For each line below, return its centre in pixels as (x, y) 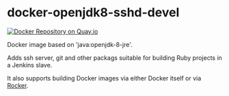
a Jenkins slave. (30, 65)
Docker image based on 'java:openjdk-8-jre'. (70, 44)
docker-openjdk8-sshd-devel (93, 13)
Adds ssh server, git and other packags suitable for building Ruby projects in (114, 58)
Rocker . (18, 85)
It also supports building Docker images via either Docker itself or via (104, 78)
